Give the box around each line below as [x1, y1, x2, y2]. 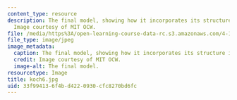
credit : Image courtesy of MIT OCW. [13, 56, 121, 63]
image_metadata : [7, 43, 55, 50]
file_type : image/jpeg [7, 37, 74, 44]
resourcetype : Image [7, 69, 68, 76]
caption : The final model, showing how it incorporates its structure [13, 50, 226, 57]
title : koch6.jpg [7, 75, 59, 83]
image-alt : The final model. [13, 63, 99, 70]
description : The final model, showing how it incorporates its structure [7, 17, 232, 24]
